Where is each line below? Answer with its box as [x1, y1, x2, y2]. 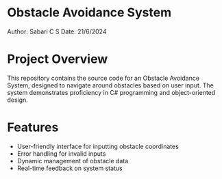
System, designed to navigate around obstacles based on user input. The [7, 81, 214, 89]
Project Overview [7, 51, 108, 67]
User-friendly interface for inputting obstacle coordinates [16, 142, 180, 150]
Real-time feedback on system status [16, 164, 123, 172]
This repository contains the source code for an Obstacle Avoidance [7, 74, 200, 82]
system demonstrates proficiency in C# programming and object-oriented [7, 88, 216, 96]
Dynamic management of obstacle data [16, 156, 129, 165]
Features [7, 120, 59, 135]
